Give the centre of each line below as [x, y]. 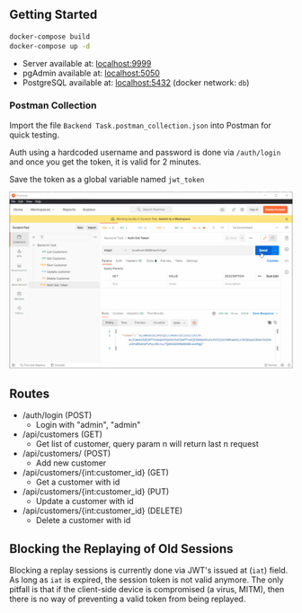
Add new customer [71, 463]
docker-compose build [50, 36]
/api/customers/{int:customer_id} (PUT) [96, 492]
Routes [30, 393]
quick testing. [35, 135]
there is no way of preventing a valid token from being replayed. [128, 599]
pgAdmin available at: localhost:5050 [91, 73]
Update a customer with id [85, 502]
